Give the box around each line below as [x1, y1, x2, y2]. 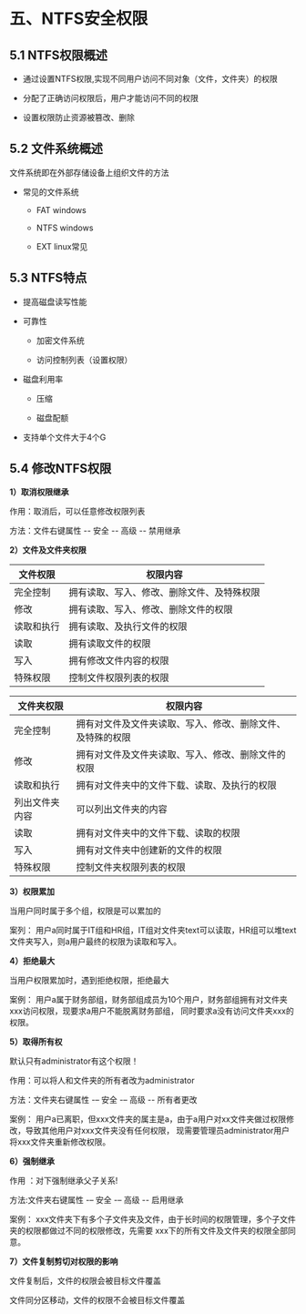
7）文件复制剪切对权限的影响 [9, 1256, 118, 1267]
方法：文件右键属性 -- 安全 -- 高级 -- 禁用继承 [9, 525, 181, 536]
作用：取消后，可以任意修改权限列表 [9, 506, 146, 517]
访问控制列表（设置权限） [36, 354, 133, 365]
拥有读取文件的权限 [68, 637, 152, 650]
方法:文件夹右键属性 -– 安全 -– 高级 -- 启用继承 [9, 1195, 184, 1206]
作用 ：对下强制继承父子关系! [9, 1176, 118, 1187]
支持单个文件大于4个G [22, 432, 107, 443]
